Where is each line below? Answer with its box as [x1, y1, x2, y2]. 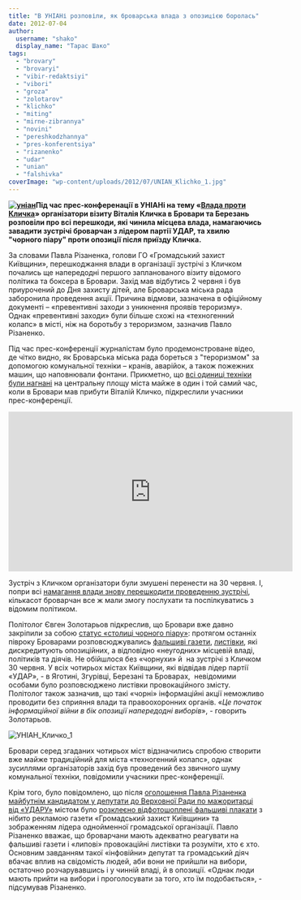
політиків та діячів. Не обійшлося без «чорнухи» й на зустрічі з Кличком [8, 654, 262, 664]
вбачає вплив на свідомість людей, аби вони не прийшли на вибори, [8, 856, 247, 866]
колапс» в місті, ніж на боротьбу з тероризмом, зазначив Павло [8, 319, 232, 329]
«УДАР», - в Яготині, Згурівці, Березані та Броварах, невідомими [8, 671, 237, 681]
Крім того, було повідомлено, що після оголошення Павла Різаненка [8, 787, 247, 797]
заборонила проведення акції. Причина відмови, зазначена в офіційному [8, 293, 262, 303]
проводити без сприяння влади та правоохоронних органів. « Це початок [8, 697, 262, 707]
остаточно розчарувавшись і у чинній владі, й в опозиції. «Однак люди [8, 865, 255, 875]
